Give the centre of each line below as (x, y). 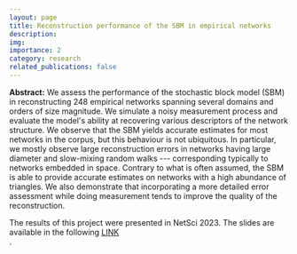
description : (33, 34)
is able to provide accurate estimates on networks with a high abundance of (148, 177)
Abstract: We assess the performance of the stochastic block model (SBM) (147, 92)
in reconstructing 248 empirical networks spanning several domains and (141, 101)
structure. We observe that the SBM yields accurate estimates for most (139, 130)
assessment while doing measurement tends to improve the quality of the (143, 195)
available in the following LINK (64, 232)
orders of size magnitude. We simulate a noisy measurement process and (144, 111)
